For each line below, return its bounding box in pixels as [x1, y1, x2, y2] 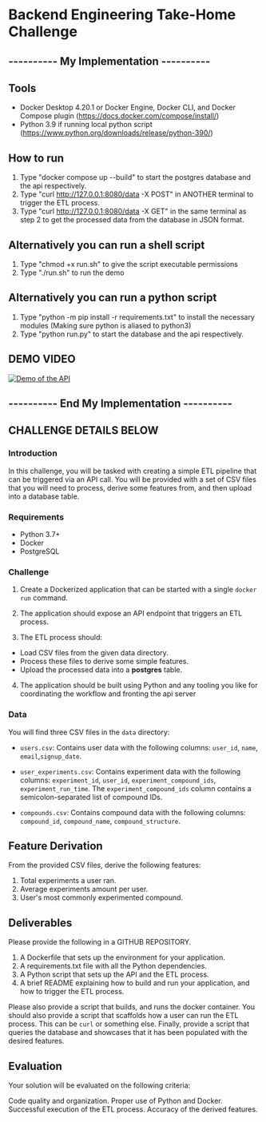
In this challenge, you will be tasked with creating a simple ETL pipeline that [8, 466, 257, 475]
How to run [8, 151, 65, 165]
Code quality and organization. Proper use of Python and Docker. [8, 1096, 224, 1106]
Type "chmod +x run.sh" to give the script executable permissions [19, 260, 238, 269]
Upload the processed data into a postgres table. [19, 665, 183, 674]
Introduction [8, 448, 58, 459]
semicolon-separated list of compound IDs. [19, 792, 163, 802]
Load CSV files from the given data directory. [19, 648, 169, 658]
